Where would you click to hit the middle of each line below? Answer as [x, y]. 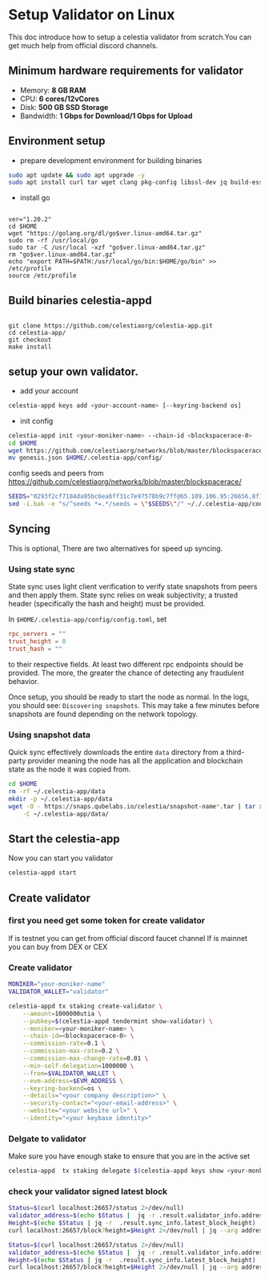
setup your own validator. [73, 371]
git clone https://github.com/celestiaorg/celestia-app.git [111, 326]
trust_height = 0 [37, 642]
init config [36, 421]
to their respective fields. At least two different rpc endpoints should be [126, 664]
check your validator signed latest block [88, 1191]
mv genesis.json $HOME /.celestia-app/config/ [85, 458]
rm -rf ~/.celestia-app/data [57, 791]
